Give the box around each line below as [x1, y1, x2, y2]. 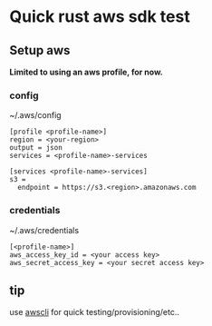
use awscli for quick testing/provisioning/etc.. [9, 307, 179, 318]
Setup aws [9, 43, 71, 58]
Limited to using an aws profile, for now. [9, 66, 163, 77]
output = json [9, 143, 63, 153]
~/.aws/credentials [9, 224, 80, 235]
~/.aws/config [9, 110, 62, 121]
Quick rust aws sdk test [9, 6, 190, 27]
